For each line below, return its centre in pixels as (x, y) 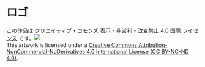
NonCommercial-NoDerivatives (46, 51)
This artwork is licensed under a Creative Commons (72, 45)
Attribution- (153, 45)
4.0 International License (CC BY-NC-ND (138, 51)
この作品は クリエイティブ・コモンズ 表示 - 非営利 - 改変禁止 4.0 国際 (94, 30)
